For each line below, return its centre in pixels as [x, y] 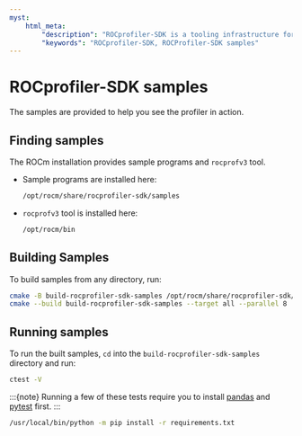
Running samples [59, 332]
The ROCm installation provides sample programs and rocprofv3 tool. [138, 162]
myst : [19, 18]
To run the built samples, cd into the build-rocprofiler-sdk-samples [135, 354]
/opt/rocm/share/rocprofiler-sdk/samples [101, 196]
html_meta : [46, 26]
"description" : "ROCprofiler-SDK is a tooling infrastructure [160, 34]
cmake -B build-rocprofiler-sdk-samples [86, 296]
